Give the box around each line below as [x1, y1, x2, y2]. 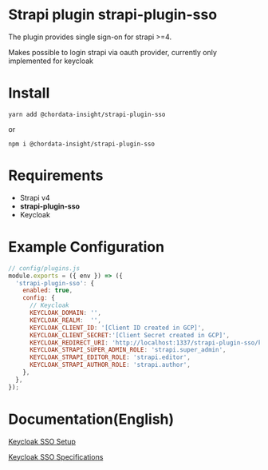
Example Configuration [8, 238, 165, 256]
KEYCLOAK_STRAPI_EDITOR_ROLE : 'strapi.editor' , [29, 353, 191, 361]
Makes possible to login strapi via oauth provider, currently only [8, 47, 218, 57]
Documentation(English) [8, 410, 175, 428]
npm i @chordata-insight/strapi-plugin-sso [8, 140, 156, 148]
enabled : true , [22, 286, 73, 295]
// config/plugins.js [8, 264, 81, 273]
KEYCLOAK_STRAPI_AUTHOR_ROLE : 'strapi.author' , [29, 361, 191, 369]
